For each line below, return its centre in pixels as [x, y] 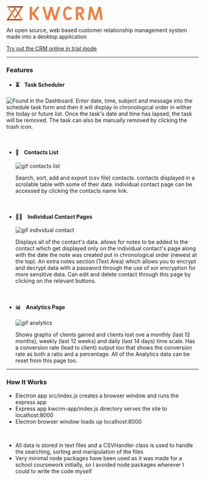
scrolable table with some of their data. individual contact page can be [104, 184]
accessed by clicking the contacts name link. [72, 190]
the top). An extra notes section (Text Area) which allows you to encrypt [106, 261]
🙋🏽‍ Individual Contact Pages [54, 217]
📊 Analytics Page [40, 307]
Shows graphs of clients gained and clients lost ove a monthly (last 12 [103, 335]
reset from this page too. [46, 361]
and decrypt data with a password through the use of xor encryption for [106, 268]
